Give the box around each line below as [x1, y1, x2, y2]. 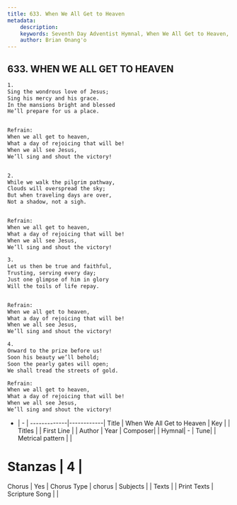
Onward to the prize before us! [7, 347, 103, 354]
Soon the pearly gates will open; [7, 360, 110, 368]
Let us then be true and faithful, [7, 263, 112, 270]
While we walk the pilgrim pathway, [7, 178, 115, 186]
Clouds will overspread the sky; [7, 185, 106, 192]
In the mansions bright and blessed [7, 101, 115, 108]
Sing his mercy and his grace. [7, 95, 100, 102]
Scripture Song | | [7, 489, 59, 498]
